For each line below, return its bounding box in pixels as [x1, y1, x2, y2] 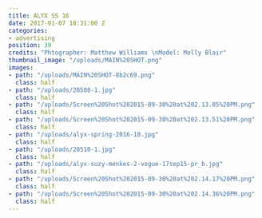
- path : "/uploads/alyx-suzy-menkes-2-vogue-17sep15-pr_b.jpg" [8, 161, 224, 168]
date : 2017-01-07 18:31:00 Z [8, 19, 105, 27]
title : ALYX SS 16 [8, 11, 69, 20]
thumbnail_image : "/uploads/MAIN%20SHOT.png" [8, 57, 162, 65]
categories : [8, 26, 48, 34]
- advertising [8, 34, 56, 42]
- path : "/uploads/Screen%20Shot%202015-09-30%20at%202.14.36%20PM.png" [8, 189, 256, 198]
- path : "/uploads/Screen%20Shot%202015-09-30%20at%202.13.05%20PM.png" [8, 101, 256, 109]
